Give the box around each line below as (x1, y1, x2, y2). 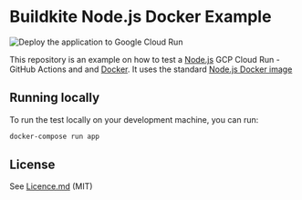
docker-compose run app (9, 132, 100, 141)
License (9, 157, 56, 173)
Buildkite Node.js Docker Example (9, 6, 272, 27)
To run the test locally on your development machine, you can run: (9, 114, 259, 125)
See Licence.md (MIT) (9, 181, 93, 192)
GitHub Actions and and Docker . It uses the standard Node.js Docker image (9, 64, 293, 75)
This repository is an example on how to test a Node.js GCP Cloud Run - (9, 54, 280, 65)
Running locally (9, 90, 100, 105)
